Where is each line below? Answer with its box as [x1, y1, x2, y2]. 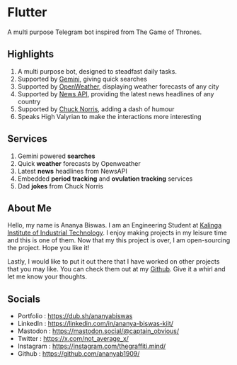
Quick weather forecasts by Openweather [17, 159, 141, 167]
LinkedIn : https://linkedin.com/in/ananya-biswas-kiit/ [17, 320, 173, 328]
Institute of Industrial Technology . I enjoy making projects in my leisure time [7, 228, 228, 237]
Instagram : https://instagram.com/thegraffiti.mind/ [17, 342, 166, 351]
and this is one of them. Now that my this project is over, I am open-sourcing [7, 236, 231, 245]
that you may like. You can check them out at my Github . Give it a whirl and [7, 265, 226, 274]
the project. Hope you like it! [7, 244, 90, 252]
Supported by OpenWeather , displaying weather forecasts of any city [17, 82, 219, 91]
